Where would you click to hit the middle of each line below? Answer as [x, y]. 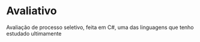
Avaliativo [32, 11]
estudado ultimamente [34, 33]
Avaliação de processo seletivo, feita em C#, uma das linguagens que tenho [100, 27]
